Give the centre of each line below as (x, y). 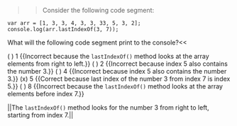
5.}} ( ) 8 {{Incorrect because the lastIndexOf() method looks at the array (115, 86)
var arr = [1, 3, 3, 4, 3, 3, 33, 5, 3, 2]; (74, 23)
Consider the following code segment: (98, 10)
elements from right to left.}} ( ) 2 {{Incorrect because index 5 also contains (118, 64)
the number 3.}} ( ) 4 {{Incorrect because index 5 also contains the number (117, 71)
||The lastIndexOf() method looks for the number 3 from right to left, (108, 108)
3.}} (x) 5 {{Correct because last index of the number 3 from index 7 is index (119, 79)
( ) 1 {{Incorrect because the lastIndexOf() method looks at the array (108, 56)
